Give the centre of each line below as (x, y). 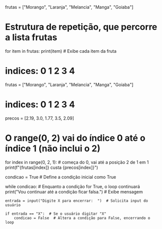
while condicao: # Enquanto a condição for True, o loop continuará (73, 186)
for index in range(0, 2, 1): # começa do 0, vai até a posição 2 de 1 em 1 (77, 162)
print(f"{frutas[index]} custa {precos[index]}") (52, 167)
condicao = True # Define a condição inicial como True (61, 177)
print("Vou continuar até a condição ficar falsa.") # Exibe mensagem (74, 192)
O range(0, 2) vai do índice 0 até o (75, 138)
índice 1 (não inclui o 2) (53, 148)
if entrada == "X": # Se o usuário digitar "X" (56, 214)
